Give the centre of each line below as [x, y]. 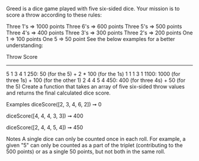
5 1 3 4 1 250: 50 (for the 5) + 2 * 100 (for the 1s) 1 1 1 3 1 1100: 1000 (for [93, 74]
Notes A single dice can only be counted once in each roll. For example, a [96, 139]
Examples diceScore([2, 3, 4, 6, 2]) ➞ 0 [54, 104]
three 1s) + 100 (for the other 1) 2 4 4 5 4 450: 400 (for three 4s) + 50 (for [96, 80]
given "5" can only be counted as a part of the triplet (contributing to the [94, 145]
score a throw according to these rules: [54, 15]
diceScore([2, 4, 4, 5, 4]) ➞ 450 [45, 127]
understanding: [25, 45]
